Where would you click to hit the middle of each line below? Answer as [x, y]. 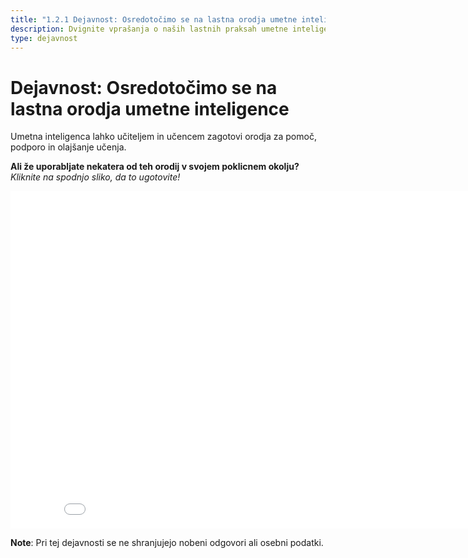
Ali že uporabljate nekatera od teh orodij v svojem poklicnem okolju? [155, 167]
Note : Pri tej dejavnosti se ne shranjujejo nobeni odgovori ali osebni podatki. [167, 543]
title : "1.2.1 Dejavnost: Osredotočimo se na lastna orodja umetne [154, 19]
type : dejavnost [44, 38]
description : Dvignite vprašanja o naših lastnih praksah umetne [149, 29]
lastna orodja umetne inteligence [150, 108]
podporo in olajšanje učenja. [68, 147]
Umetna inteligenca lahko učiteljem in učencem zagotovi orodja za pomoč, [163, 137]
